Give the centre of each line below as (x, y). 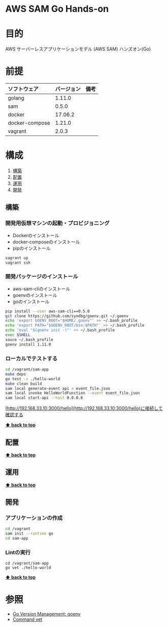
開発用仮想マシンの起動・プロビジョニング (58, 223)
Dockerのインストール (36, 235)
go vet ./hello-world (28, 568)
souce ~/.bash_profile (29, 340)
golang (16, 98)
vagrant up (17, 258)
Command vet (27, 619)
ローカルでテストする (31, 358)
